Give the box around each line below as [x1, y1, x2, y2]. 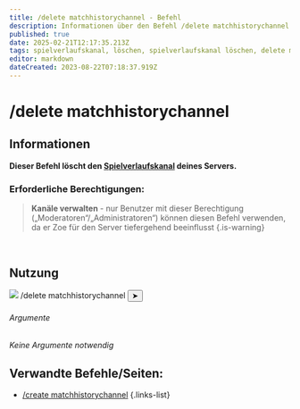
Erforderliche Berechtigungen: [9, 182, 145, 195]
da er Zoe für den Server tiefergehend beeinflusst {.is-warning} [30, 222, 265, 233]
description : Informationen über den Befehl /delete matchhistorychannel [9, 21, 290, 30]
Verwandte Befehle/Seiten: [9, 365, 163, 380]
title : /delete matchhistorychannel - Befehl [9, 13, 181, 22]
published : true [9, 29, 70, 38]
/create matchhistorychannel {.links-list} [21, 389, 171, 400]
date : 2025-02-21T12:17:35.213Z [9, 38, 129, 47]
